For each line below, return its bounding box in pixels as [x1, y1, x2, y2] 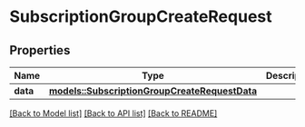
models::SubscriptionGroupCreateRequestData [48, 84, 257, 97]
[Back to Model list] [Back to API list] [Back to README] [9, 108, 218, 119]
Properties [9, 43, 71, 58]
